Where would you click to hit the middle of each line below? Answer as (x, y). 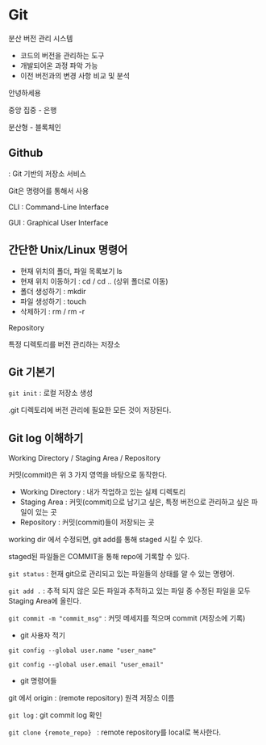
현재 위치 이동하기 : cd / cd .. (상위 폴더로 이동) (94, 281)
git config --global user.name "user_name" (83, 651)
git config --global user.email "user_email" (86, 665)
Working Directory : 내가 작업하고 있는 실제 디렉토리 (103, 492)
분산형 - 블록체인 (35, 127)
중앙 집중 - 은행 (33, 110)
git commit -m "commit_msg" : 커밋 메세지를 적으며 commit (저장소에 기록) (127, 618)
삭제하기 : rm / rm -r (52, 311)
